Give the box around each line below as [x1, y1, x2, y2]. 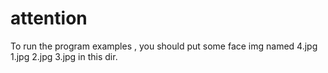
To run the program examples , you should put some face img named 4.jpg [10, 40, 318, 52]
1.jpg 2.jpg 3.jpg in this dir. [10, 50, 118, 62]
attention [10, 7, 88, 30]
